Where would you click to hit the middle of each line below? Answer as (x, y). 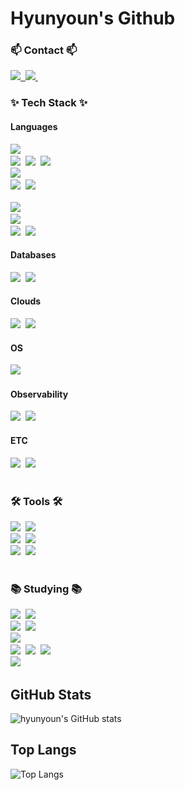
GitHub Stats (51, 694)
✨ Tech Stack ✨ (49, 103)
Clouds (26, 301)
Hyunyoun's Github (93, 18)
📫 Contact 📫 (44, 50)
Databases (33, 255)
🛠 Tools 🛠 (36, 501)
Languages (34, 126)
